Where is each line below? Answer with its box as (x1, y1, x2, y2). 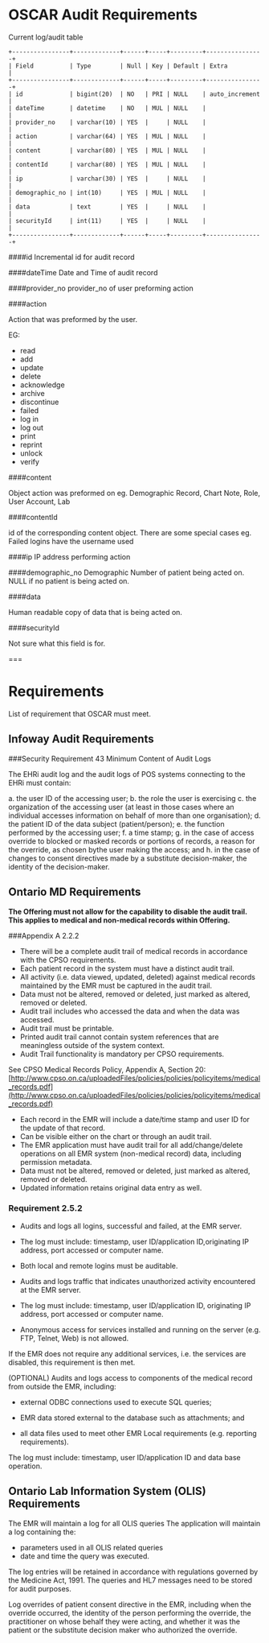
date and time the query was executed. (19, 1551, 150, 1561)
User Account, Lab (8, 497, 71, 506)
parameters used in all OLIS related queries (19, 1542, 163, 1552)
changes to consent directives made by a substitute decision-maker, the (8, 853, 247, 863)
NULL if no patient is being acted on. (8, 576, 130, 585)
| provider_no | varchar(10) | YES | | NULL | (8, 118, 206, 126)
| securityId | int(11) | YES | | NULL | (8, 217, 206, 225)
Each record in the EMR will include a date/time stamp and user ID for (19, 1114, 251, 1124)
